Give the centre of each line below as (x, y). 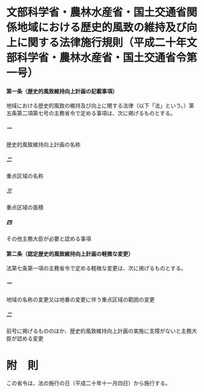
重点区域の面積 (25, 207)
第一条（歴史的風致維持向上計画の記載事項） (62, 91)
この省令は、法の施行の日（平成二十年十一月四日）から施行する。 (88, 383)
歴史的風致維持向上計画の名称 (43, 145)
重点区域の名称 (25, 176)
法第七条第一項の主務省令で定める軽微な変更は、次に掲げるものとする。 (96, 268)
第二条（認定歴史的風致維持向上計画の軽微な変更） (70, 253)
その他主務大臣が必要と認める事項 (49, 239)
